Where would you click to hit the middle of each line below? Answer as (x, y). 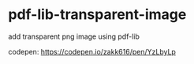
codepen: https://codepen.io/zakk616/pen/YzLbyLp (92, 51)
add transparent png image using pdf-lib (74, 36)
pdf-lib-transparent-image (97, 15)
